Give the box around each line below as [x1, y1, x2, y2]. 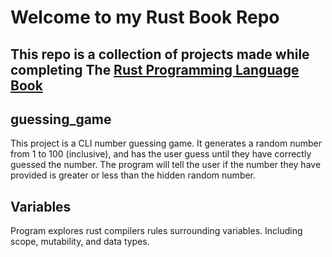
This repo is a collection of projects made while [10, 46, 310, 63]
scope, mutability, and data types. [10, 236, 150, 248]
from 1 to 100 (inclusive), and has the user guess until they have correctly [10, 148, 312, 160]
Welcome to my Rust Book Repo [10, 6, 280, 29]
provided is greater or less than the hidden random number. [10, 169, 257, 181]
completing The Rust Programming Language [10, 61, 300, 78]
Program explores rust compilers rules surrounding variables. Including [10, 225, 303, 237]
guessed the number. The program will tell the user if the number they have [10, 159, 322, 171]
